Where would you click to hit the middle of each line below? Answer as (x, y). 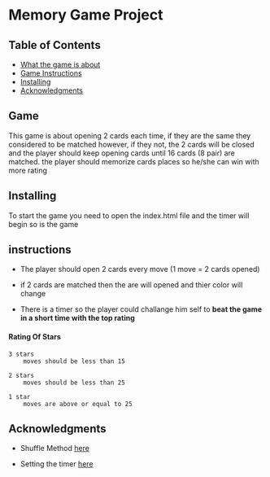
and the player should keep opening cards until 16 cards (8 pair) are (122, 153)
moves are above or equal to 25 (78, 404)
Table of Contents (55, 45)
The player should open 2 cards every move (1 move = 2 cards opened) (140, 269)
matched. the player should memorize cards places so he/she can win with (134, 161)
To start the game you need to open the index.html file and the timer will (129, 215)
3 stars (22, 354)
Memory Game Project (86, 15)
